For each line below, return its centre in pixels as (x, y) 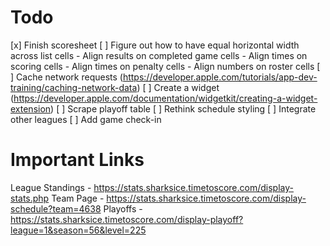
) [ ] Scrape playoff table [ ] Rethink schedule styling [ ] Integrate (183, 108)
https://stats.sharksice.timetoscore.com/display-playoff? (127, 219)
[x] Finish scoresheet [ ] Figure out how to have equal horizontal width (155, 45)
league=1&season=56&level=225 (78, 230)
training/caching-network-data (74, 87)
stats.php (30, 198)
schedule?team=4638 (56, 208)
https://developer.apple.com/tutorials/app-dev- (220, 77)
